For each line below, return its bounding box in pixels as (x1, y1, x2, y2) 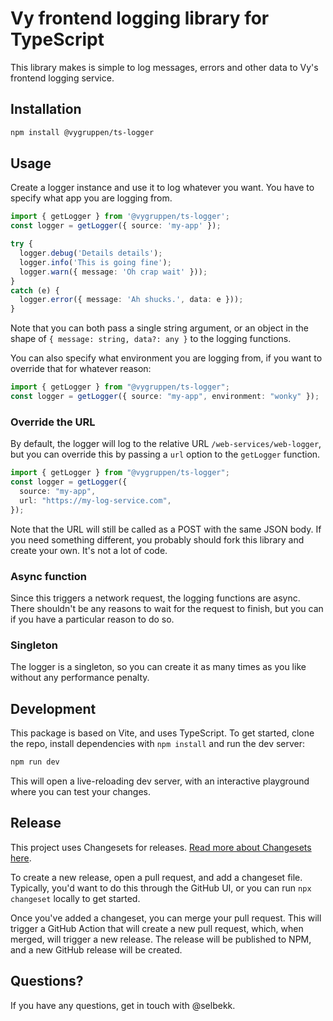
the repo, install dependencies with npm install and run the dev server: (10, 738, 306, 750)
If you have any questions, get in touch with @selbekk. (10, 999, 236, 1011)
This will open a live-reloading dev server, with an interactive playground (10, 775, 310, 787)
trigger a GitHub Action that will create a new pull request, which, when (10, 922, 304, 934)
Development (10, 700, 97, 717)
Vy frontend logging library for (10, 7, 270, 30)
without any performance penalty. (10, 672, 150, 684)
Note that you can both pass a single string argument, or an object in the (10, 322, 310, 334)
